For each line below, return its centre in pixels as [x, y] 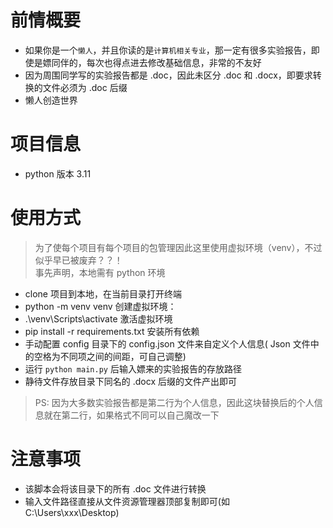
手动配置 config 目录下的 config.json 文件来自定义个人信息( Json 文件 [167, 343]
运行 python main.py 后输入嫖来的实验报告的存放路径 [133, 368]
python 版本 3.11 [58, 173]
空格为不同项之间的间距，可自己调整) [110, 356]
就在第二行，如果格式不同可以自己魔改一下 [131, 415]
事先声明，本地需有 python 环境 [100, 272]
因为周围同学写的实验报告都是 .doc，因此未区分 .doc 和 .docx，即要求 [168, 75]
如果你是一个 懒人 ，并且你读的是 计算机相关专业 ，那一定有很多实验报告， [168, 50]
